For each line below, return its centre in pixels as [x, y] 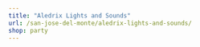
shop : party [28, 30]
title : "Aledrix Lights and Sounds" [69, 16]
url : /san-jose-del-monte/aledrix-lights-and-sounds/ [100, 23]
